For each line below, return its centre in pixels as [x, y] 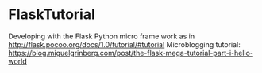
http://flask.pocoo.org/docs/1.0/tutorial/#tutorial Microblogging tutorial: [124, 44]
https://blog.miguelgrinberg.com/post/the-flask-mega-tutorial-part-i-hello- [131, 53]
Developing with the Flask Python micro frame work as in [102, 36]
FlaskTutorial [52, 15]
